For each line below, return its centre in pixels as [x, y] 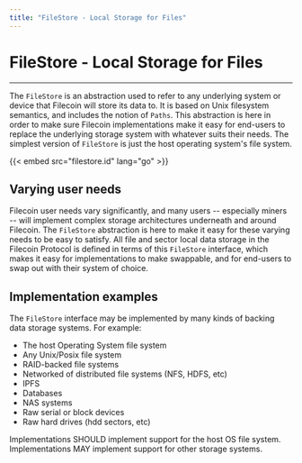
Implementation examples [84, 297]
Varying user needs [66, 189]
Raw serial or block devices [73, 413]
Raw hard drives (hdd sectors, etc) [86, 422]
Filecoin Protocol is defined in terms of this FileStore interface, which [138, 250]
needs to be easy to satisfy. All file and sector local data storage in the [139, 240]
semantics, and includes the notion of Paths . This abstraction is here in [140, 114]
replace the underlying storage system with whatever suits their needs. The [149, 134]
